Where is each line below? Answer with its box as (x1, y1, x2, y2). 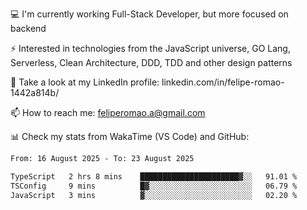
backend (10, 23, 47, 34)
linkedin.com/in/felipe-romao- (161, 76, 285, 88)
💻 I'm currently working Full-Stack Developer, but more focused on (10, 8, 289, 20)
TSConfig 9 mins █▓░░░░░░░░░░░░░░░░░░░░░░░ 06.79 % (10, 181, 298, 191)
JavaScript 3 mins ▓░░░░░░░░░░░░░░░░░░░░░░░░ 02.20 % (10, 190, 298, 200)
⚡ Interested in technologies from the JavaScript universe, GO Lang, (10, 43, 291, 54)
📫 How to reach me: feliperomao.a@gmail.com (10, 107, 206, 118)
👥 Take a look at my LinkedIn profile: (10, 76, 160, 88)
